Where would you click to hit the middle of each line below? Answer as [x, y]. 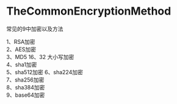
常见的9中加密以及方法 [35, 29]
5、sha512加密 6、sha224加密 [45, 72]
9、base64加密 [26, 95]
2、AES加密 [21, 49]
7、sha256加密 [25, 80]
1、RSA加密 [21, 41]
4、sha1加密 [22, 64]
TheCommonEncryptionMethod [89, 11]
